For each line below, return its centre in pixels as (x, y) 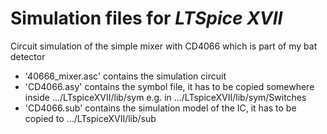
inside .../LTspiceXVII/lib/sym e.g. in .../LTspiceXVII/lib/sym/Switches (165, 97)
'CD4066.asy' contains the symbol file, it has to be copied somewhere (169, 86)
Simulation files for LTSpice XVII (146, 18)
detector (28, 56)
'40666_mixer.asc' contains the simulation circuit (125, 76)
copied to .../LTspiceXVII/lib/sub (90, 118)
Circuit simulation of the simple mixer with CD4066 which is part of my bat (164, 46)
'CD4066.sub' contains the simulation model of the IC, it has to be (160, 108)
